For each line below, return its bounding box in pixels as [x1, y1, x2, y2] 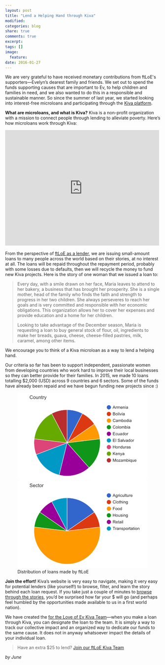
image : [5, 49, 19, 54]
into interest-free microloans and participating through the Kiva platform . [5, 100, 153, 106]
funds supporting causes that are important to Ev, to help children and [5, 84, 148, 91]
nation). [5, 604, 21, 610]
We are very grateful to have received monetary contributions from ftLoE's [5, 74, 156, 80]
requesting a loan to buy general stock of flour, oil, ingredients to [17, 327, 149, 333]
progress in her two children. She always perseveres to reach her [17, 297, 150, 303]
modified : [5, 18, 26, 23]
